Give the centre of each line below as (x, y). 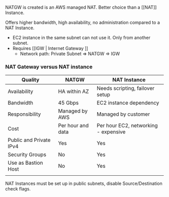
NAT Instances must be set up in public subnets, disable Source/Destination (84, 183)
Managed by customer (123, 114)
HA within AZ (73, 91)
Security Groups (27, 155)
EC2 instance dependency (128, 103)
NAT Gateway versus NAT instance (49, 67)
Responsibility (24, 114)
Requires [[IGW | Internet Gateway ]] (50, 48)
